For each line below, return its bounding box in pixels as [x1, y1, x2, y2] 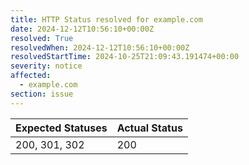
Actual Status [116, 121, 183, 135]
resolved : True [10, 33, 74, 43]
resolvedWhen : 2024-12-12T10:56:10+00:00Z [10, 42, 190, 53]
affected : [10, 71, 52, 81]
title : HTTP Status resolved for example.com [10, 14, 203, 25]
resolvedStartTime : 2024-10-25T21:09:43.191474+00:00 [10, 52, 240, 62]
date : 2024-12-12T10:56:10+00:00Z [10, 24, 155, 34]
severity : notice [10, 61, 83, 71]
